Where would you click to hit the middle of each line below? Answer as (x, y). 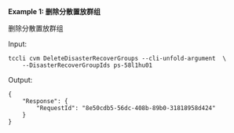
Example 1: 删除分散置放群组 (54, 11)
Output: (20, 80)
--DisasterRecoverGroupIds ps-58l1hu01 (88, 65)
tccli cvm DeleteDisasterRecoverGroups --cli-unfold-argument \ (117, 58)
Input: (18, 44)
